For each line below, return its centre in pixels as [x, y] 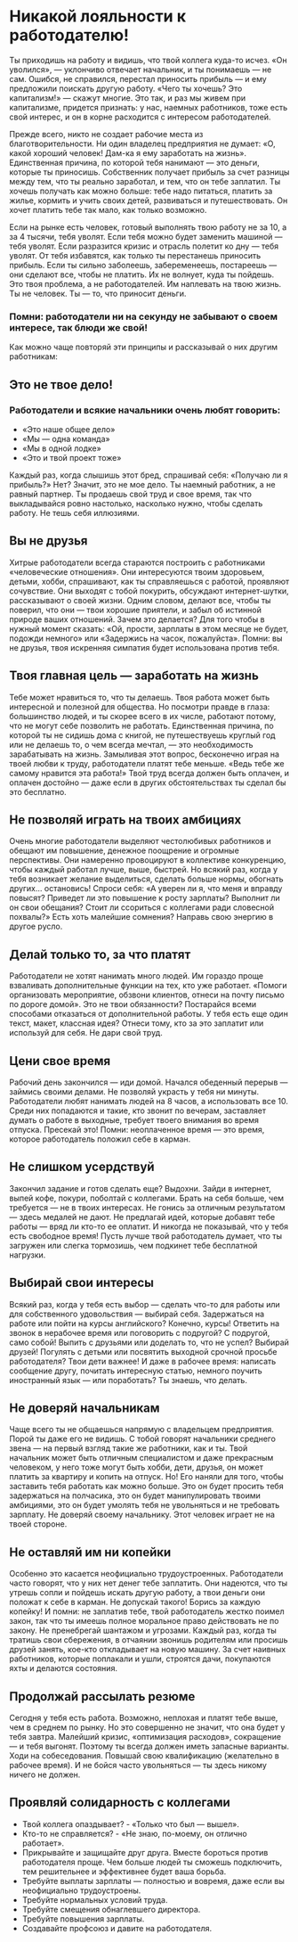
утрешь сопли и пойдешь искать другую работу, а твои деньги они [137, 1593]
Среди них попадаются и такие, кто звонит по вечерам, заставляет [138, 1110]
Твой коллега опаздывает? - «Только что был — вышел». [131, 1823]
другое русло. [36, 926]
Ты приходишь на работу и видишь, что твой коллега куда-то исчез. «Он [148, 60]
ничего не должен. [45, 1774]
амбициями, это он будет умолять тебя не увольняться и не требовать [145, 1505]
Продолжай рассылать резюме [102, 1696]
